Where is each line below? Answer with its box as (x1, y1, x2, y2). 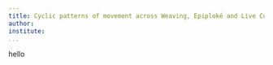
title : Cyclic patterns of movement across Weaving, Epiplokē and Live (8, 11, 256, 20)
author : (8, 19, 35, 28)
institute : (8, 27, 45, 35)
